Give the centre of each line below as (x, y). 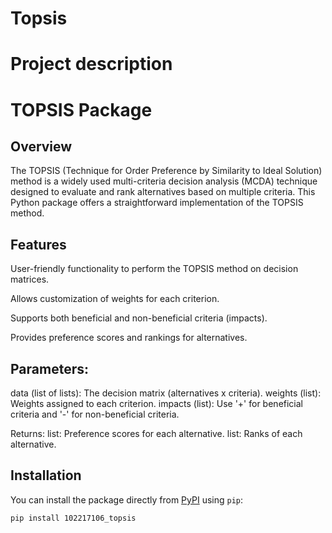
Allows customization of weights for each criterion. (115, 299)
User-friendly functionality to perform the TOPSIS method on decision (154, 269)
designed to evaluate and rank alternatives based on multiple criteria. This (163, 192)
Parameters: (49, 368)
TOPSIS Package (81, 109)
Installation (46, 475)
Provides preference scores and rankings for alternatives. (129, 338)
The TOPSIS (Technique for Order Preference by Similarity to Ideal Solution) (166, 171)
